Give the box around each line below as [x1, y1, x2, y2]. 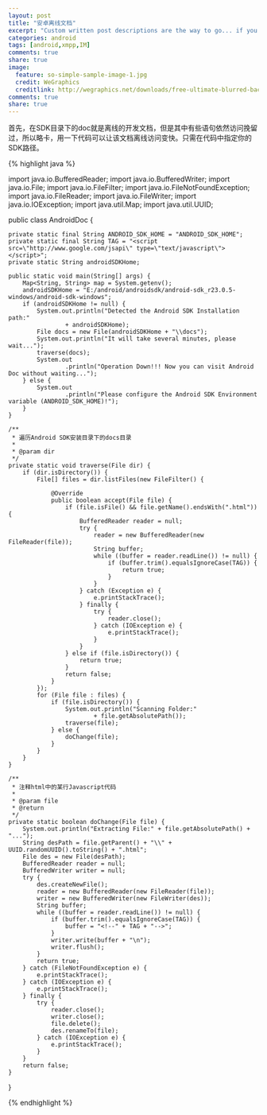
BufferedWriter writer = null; [22, 867, 126, 875]
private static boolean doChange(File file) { [8, 818, 165, 826]
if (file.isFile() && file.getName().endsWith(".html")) [64, 503, 258, 511]
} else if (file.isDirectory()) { [64, 650, 180, 658]
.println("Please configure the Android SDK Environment [64, 390, 258, 398]
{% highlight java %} [8, 159, 75, 169]
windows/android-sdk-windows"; [8, 293, 112, 301]
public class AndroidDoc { [8, 216, 94, 225]
